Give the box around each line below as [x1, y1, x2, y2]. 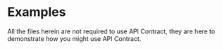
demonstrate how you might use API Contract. [7, 34, 142, 42]
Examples [7, 4, 66, 20]
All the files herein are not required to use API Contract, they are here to [7, 27, 216, 35]
